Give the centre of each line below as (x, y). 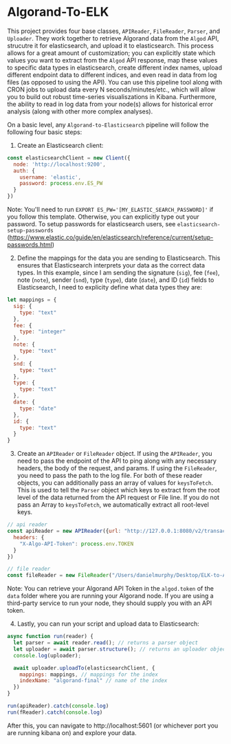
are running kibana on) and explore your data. (72, 732)
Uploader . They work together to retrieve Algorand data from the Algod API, (113, 38)
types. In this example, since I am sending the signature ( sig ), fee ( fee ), (118, 273)
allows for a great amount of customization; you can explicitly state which (111, 53)
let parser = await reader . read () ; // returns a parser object (106, 643)
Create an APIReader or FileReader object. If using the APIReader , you (114, 454)
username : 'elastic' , (50, 177)
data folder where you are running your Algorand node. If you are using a (111, 596)
